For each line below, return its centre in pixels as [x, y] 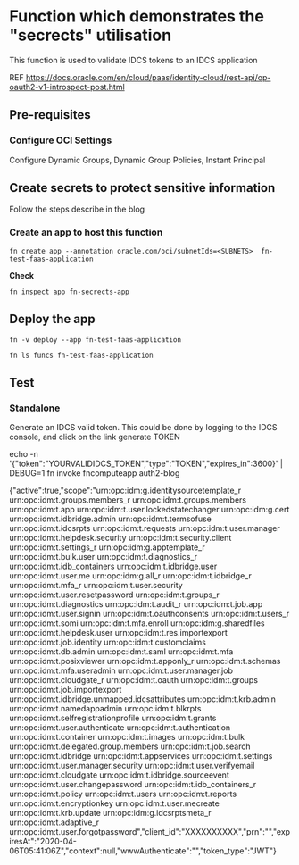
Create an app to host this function [86, 232]
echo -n [24, 454]
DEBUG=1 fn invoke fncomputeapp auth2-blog [95, 473]
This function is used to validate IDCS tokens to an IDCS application [133, 60]
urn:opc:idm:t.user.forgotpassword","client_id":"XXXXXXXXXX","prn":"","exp [150, 832]
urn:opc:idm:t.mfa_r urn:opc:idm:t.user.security [96, 586]
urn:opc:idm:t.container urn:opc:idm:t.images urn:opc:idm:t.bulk [127, 737]
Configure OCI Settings [61, 140]
